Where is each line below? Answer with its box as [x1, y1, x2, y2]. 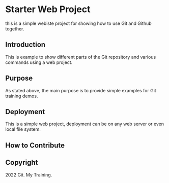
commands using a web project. [5, 59, 73, 65]
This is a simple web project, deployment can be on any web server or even [5, 121, 164, 127]
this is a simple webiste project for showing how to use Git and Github [5, 20, 152, 26]
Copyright [5, 158, 38, 167]
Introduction [5, 41, 46, 49]
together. [5, 25, 24, 31]
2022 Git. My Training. [5, 171, 52, 178]
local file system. [5, 126, 41, 132]
